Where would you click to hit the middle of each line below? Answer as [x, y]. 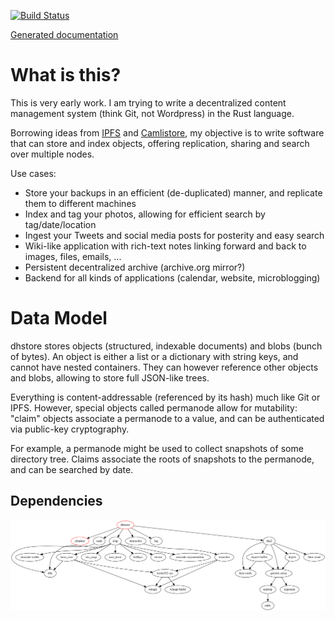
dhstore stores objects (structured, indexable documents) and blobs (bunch [166, 346]
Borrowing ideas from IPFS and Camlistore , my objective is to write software [167, 132]
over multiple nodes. [52, 154]
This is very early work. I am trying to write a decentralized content [148, 102]
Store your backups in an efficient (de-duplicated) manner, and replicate [173, 192]
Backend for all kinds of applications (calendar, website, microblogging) [172, 277]
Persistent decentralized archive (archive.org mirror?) [135, 267]
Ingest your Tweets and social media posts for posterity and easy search [174, 235]
